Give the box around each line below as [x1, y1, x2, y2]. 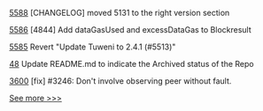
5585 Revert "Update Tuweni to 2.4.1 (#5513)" [9, 41, 176, 52]
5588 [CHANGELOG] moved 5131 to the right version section [9, 8, 230, 18]
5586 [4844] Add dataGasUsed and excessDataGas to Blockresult [9, 25, 252, 34]
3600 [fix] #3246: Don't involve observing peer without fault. [9, 76, 232, 86]
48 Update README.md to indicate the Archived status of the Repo [9, 59, 254, 69]
